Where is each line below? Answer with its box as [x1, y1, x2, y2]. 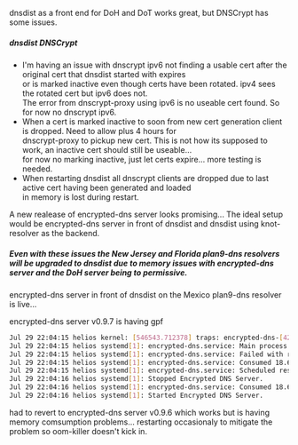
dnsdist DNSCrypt [9, 37, 78, 48]
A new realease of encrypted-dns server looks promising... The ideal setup [9, 209, 284, 219]
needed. [21, 163, 53, 174]
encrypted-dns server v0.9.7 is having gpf [9, 315, 164, 327]
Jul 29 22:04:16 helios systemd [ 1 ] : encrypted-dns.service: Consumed [9, 383, 272, 392]
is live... [9, 298, 37, 309]
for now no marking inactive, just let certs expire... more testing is [21, 154, 262, 164]
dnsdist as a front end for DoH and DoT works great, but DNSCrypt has [9, 8, 269, 18]
